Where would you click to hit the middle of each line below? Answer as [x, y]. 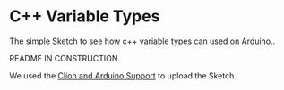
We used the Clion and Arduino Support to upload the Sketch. [123, 75]
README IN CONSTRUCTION [64, 58]
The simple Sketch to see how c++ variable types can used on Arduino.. [142, 41]
